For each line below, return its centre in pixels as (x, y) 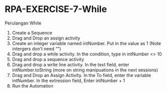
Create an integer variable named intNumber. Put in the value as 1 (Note (87, 43)
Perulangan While (23, 23)
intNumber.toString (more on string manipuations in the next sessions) (85, 70)
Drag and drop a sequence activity (48, 59)
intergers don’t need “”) (37, 48)
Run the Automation (33, 85)
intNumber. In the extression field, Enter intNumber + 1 (68, 80)
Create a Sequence (32, 32)
